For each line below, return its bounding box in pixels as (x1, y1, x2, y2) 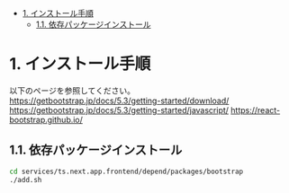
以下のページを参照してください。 (9, 84, 135, 96)
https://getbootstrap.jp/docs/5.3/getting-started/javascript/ (9, 104, 230, 115)
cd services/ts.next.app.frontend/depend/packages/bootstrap (9, 167, 244, 176)
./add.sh (9, 175, 42, 184)
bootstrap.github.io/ (9, 114, 84, 125)
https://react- (230, 104, 281, 115)
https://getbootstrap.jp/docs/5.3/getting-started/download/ (9, 95, 230, 106)
